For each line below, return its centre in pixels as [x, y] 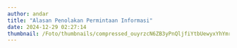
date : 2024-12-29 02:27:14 [47, 27]
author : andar [28, 14]
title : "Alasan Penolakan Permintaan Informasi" [80, 20]
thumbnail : [23, 34]
